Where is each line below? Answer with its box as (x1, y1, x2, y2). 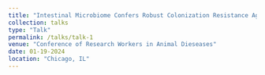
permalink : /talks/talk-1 (8, 33, 93, 41)
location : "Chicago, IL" (8, 55, 90, 63)
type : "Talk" (8, 26, 51, 34)
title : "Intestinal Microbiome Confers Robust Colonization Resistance (8, 11, 248, 20)
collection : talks (8, 19, 69, 27)
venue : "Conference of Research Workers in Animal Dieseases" (8, 41, 217, 48)
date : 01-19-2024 (8, 48, 65, 55)
